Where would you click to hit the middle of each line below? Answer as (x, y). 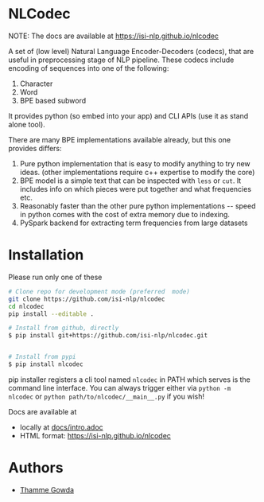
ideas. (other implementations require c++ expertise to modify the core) (137, 172)
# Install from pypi (43, 357)
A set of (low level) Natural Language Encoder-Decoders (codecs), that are (131, 51)
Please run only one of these (55, 277)
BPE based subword (53, 100)
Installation (46, 255)
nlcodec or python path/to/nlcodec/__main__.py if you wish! (107, 396)
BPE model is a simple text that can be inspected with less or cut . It (130, 181)
